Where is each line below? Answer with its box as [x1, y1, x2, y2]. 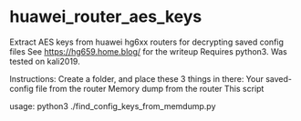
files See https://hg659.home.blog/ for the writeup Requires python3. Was [9, 45, 287, 56]
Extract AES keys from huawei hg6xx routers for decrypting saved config [9, 36, 285, 47]
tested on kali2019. [9, 55, 80, 66]
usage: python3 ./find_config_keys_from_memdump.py [9, 100, 216, 111]
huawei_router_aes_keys [9, 6, 202, 27]
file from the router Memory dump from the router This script [35, 83, 265, 94]
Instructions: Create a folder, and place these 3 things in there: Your [9, 73, 265, 84]
